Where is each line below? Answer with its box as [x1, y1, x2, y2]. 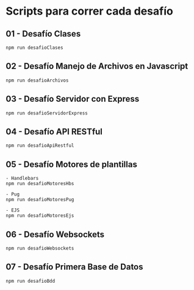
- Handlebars [5, 175, 39, 182]
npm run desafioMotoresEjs [5, 213, 74, 219]
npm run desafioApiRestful [5, 143, 74, 149]
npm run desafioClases [5, 44, 63, 51]
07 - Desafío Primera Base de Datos [5, 262, 144, 272]
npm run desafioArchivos [5, 77, 69, 83]
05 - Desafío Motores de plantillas [5, 159, 138, 169]
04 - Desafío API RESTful [5, 127, 103, 137]
